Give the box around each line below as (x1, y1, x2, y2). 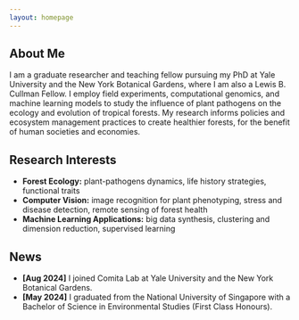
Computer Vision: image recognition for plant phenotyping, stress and (21, 195, 283, 206)
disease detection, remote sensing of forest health (21, 204, 208, 215)
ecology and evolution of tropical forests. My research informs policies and (9, 108, 286, 119)
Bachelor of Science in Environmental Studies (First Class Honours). (21, 301, 273, 312)
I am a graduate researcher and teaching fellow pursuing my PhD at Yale (9, 70, 276, 80)
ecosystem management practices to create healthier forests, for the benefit (9, 117, 290, 127)
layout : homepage (9, 12, 74, 22)
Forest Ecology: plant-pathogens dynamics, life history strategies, (21, 176, 267, 187)
